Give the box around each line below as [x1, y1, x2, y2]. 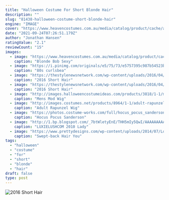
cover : [5, 26, 19, 31]
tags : [5, 138, 17, 143]
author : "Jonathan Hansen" [5, 36, 62, 41]
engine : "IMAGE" [5, 21, 39, 27]
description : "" [5, 12, 39, 17]
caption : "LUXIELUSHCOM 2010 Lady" [14, 124, 89, 129]
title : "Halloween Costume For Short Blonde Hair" [5, 7, 114, 13]
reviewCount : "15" [5, 45, 44, 50]
